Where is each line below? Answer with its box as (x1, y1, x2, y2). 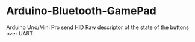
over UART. (6, 30, 35, 37)
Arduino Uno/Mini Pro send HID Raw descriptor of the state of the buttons (6, 24, 190, 31)
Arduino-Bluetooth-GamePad (6, 4, 156, 18)
